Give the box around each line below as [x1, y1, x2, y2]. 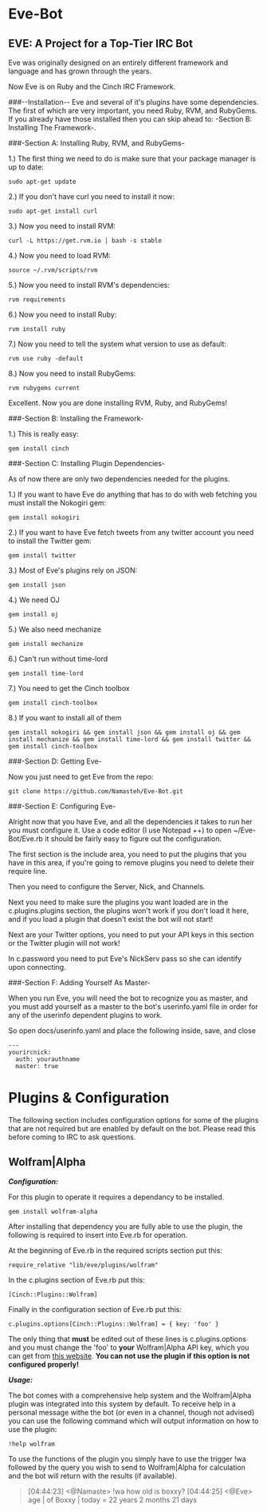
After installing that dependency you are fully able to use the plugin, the [8, 1221, 243, 1231]
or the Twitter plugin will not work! [8, 939, 120, 947]
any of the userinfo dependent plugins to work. [8, 1011, 163, 1019]
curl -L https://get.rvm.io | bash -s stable [8, 237, 162, 245]
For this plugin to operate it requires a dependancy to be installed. [8, 1192, 225, 1202]
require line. [8, 867, 48, 876]
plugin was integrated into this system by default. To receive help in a [8, 1398, 237, 1408]
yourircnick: [8, 1048, 52, 1056]
